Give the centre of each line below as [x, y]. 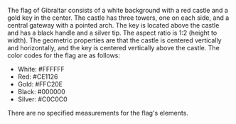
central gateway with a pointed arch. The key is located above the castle [113, 25]
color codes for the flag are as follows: [64, 55]
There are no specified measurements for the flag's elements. [98, 113]
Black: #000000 [41, 92]
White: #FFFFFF [41, 69]
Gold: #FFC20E [40, 84]
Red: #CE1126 [38, 77]
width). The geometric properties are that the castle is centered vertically [114, 40]
